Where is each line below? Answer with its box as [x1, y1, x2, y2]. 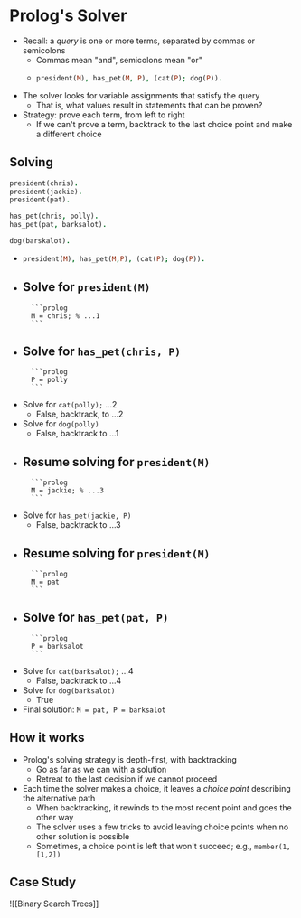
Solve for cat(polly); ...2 [22, 399, 118, 410]
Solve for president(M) [22, 279, 151, 295]
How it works [9, 730, 85, 745]
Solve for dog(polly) [22, 418, 99, 429]
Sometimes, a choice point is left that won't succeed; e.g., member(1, [35, 840, 291, 851]
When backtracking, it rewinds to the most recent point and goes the [35, 801, 292, 813]
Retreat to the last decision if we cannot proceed [35, 773, 218, 784]
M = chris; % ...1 [31, 311, 100, 321]
